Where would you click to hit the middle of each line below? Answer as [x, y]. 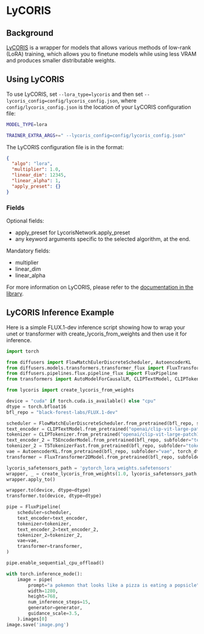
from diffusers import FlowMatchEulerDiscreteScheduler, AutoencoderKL [99, 362]
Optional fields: [25, 221]
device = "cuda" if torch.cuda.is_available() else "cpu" [81, 401]
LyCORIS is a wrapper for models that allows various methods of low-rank [99, 47]
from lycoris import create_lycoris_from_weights [70, 390]
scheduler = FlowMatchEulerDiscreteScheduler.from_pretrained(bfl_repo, [100, 423]
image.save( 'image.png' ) [38, 625]
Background [30, 33]
